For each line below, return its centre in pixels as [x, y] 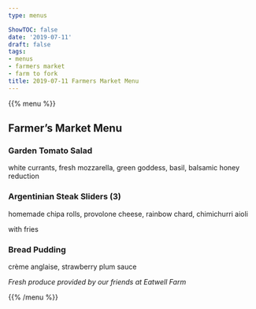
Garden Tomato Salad [50, 151]
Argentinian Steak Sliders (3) [65, 196]
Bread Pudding [37, 249]
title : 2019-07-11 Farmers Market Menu [74, 81]
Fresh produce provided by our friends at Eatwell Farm [97, 281]
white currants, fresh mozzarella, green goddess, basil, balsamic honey [124, 168]
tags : [17, 52]
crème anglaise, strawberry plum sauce [72, 266]
